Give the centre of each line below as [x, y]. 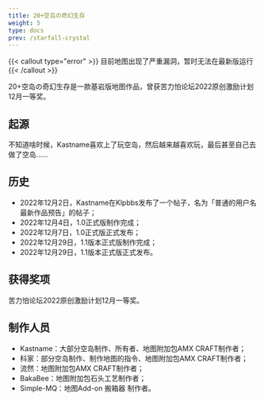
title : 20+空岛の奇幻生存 [47, 15]
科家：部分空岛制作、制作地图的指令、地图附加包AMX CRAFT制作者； [134, 358]
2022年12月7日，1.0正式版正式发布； [80, 232]
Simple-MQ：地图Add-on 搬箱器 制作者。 [88, 388]
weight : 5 [25, 23]
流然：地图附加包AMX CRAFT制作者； [82, 368]
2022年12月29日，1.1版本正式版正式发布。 [88, 252]
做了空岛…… [29, 155]
